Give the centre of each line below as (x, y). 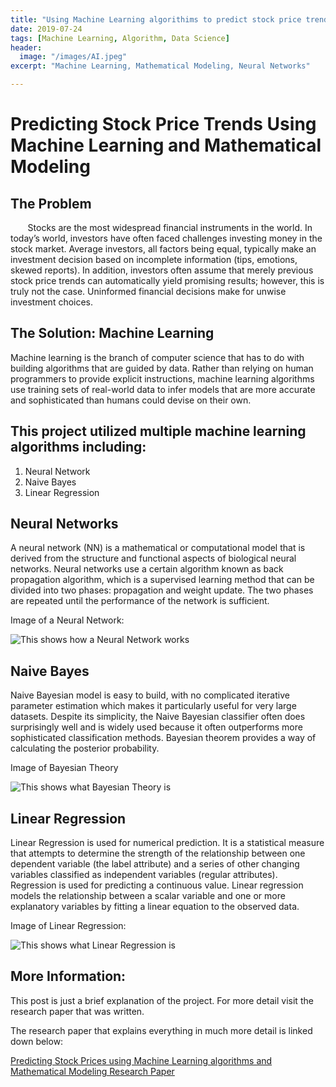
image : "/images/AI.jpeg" (73, 57)
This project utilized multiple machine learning (158, 431)
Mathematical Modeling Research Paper (92, 1071)
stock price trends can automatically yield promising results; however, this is (167, 280)
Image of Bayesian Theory (64, 768)
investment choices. (52, 302)
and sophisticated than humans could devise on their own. (131, 400)
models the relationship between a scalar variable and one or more (148, 896)
